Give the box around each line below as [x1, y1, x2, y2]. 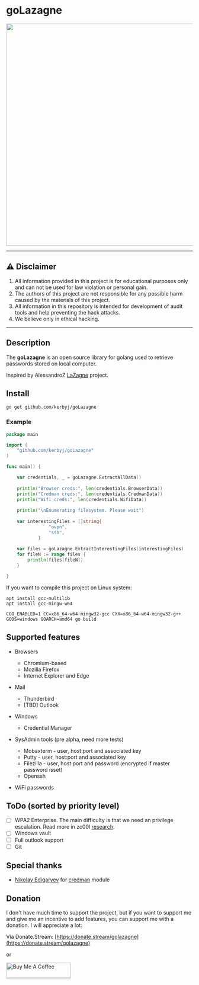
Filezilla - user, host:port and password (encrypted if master [23, 759, 170, 767]
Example [6, 418, 32, 426]
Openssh [23, 772, 46, 779]
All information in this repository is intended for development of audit [14, 303, 183, 310]
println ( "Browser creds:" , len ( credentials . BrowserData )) [17, 485, 163, 492]
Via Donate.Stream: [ [6, 933, 57, 941]
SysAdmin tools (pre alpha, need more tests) [14, 736, 124, 743]
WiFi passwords [14, 784, 54, 791]
